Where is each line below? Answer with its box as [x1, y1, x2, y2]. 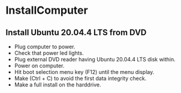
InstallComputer [5, 4, 88, 17]
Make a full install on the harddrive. [14, 81, 101, 88]
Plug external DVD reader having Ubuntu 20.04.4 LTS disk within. [14, 56, 176, 63]
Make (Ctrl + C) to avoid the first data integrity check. [14, 75, 147, 82]
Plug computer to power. [14, 43, 76, 50]
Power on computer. [14, 62, 65, 69]
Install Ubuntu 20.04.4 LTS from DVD [5, 27, 147, 38]
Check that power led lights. [14, 49, 85, 57]
